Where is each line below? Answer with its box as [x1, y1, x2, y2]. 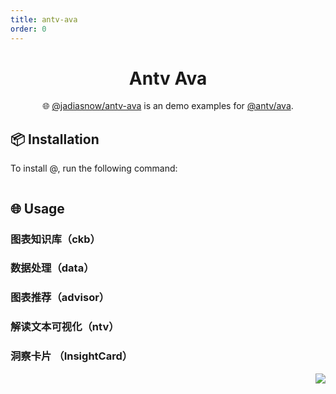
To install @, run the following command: [10, 162, 178, 175]
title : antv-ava [10, 14, 78, 25]
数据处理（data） [10, 261, 95, 275]
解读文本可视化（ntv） [10, 320, 120, 334]
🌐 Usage [10, 200, 65, 217]
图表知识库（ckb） [10, 232, 101, 246]
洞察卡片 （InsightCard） [10, 349, 133, 363]
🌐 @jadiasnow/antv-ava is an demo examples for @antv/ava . [42, 100, 294, 112]
